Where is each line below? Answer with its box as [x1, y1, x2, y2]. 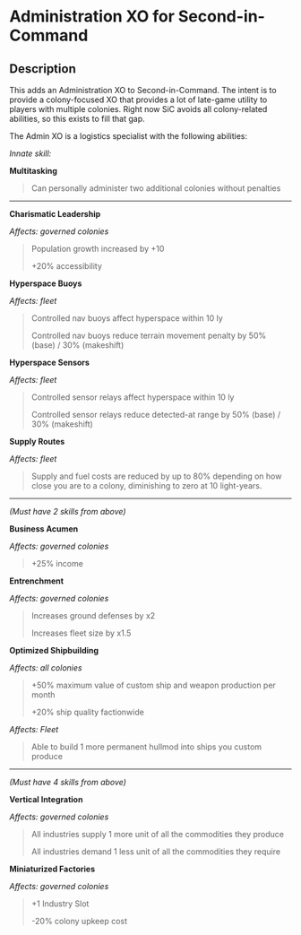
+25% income [30, 558, 83, 568]
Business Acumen [9, 524, 79, 534]
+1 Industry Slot [30, 898, 90, 909]
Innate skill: [9, 148, 52, 159]
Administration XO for [9, 6, 175, 27]
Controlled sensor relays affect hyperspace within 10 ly [30, 392, 235, 403]
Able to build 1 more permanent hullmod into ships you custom [30, 741, 262, 752]
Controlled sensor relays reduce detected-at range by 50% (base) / [30, 410, 281, 420]
